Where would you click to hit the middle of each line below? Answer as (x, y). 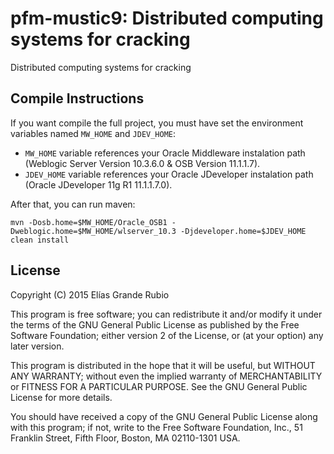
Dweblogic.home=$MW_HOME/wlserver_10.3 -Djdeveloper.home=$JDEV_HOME (158, 231)
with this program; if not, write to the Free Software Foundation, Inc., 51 (156, 427)
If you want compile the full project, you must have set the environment (157, 123)
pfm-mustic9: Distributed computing (167, 18)
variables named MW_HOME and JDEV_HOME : (93, 133)
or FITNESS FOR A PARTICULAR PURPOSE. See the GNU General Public (159, 386)
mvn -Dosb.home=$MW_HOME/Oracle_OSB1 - (93, 222)
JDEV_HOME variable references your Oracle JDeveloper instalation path (169, 174)
